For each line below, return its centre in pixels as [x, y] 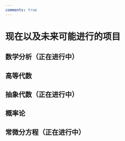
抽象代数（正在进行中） [42, 94]
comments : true [21, 10]
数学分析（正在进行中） [42, 57]
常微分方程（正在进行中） [45, 132]
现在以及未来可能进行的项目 [63, 37]
